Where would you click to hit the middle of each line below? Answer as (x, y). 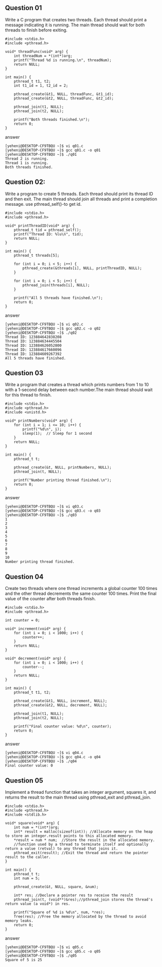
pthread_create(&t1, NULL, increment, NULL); (61, 701)
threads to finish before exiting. (36, 30)
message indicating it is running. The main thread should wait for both (75, 25)
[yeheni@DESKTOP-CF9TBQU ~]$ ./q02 (41, 333)
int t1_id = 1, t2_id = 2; (41, 85)
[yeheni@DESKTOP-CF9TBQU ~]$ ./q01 (41, 154)
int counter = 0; (23, 621)
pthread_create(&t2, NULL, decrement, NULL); (61, 705)
